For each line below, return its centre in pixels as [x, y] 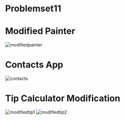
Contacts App [34, 65]
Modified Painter [40, 31]
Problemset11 [33, 9]
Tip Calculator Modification [63, 99]
